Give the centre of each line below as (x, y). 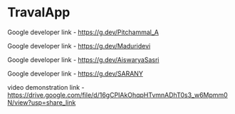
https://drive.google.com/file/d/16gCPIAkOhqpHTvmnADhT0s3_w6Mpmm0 (117, 95)
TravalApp (39, 12)
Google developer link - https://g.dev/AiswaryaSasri (83, 59)
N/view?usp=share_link (42, 102)
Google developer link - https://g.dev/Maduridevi (79, 46)
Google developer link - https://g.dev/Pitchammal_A (83, 32)
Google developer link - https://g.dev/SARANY (75, 73)
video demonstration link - (46, 87)
